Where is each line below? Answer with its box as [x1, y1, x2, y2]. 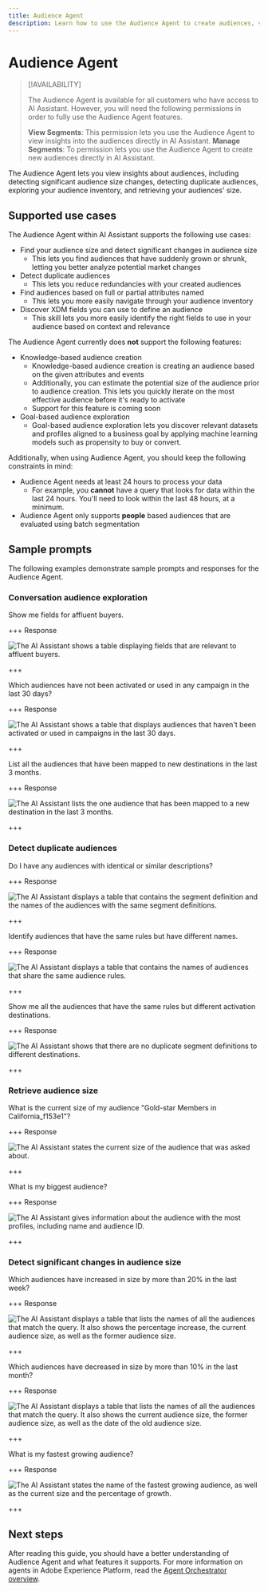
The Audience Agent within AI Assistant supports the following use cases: [8, 230, 251, 239]
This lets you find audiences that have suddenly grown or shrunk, [31, 254, 247, 263]
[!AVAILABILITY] [27, 80, 81, 89]
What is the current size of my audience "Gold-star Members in [8, 1102, 217, 1112]
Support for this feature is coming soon [31, 404, 161, 414]
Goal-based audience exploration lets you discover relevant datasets [31, 421, 258, 430]
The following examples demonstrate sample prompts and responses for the [8, 564, 259, 573]
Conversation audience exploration [8, 592, 148, 603]
